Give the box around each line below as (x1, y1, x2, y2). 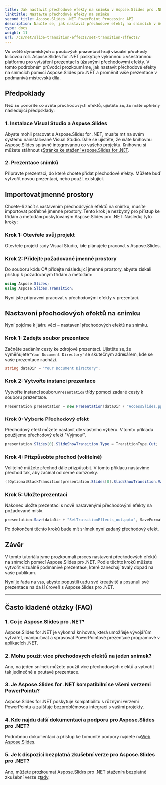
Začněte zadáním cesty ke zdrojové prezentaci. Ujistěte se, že (5, 346, 132, 352)
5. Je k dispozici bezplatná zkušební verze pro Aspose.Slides (5, 751, 155, 758)
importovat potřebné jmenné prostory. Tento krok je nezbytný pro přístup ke (5, 209, 160, 214)
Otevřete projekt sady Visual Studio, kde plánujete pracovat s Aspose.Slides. (5, 243, 161, 249)
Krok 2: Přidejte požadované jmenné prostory (5, 255, 117, 262)
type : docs (5, 26, 28, 31)
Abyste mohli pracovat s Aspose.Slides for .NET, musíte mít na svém (5, 131, 144, 137)
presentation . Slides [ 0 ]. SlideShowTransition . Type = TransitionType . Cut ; (5, 441, 158, 446)
